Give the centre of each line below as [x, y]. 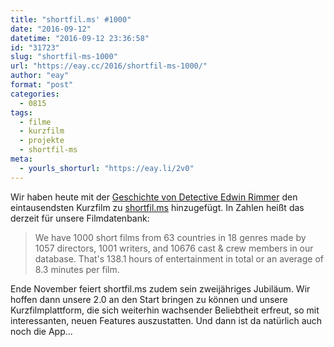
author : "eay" [40, 76]
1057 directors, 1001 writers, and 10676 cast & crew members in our [174, 248]
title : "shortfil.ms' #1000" [71, 19]
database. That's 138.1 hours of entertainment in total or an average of [179, 258]
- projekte [42, 141]
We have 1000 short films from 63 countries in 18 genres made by [170, 237]
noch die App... [41, 331]
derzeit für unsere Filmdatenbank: [80, 218]
